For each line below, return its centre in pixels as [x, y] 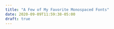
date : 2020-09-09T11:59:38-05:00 [40, 14]
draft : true [18, 19]
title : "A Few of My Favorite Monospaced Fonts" [57, 10]
